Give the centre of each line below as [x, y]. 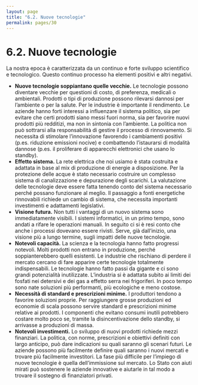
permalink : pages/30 [32, 23]
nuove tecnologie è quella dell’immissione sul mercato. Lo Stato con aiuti [103, 363]
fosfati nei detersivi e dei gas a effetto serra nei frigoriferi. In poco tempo [103, 281]
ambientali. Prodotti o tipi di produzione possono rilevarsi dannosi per [99, 99]
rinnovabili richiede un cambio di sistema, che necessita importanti [96, 200]
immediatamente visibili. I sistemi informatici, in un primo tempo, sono [100, 218]
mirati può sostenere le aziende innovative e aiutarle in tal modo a [95, 369]
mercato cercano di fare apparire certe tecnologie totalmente [89, 262]
